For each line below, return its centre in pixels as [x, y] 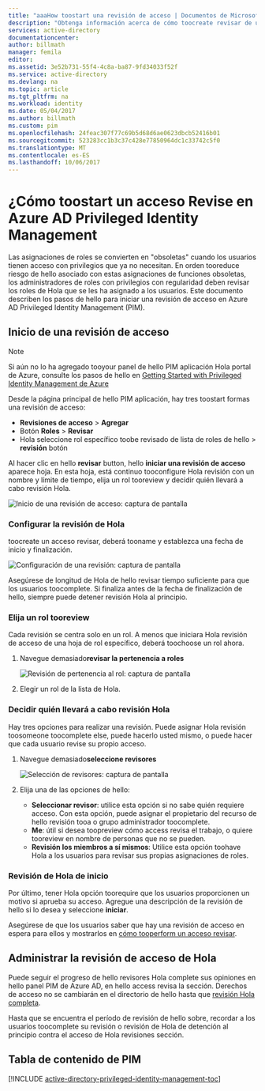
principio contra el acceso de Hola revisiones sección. [96, 1034]
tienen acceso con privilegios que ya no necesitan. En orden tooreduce [124, 266]
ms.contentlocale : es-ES [49, 155]
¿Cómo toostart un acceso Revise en [131, 202]
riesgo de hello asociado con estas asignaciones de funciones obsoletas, [127, 274]
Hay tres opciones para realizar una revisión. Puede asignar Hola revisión [127, 727]
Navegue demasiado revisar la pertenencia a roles [102, 659]
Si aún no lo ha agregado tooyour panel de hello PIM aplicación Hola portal [129, 366]
